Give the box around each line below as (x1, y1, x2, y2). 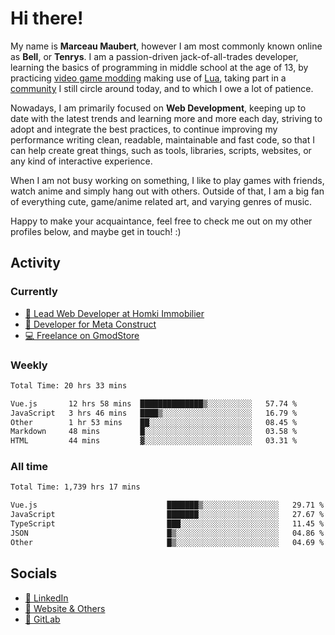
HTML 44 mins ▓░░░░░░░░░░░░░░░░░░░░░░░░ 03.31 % (10, 436, 298, 446)
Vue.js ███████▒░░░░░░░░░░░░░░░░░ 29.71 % (10, 500, 325, 511)
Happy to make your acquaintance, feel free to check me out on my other (10, 215, 313, 227)
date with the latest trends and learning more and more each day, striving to (10, 112, 323, 124)
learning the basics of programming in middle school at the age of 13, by (10, 61, 309, 73)
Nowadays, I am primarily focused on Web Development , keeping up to (10, 102, 307, 114)
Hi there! (10, 7, 84, 30)
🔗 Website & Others (24, 602, 106, 614)
